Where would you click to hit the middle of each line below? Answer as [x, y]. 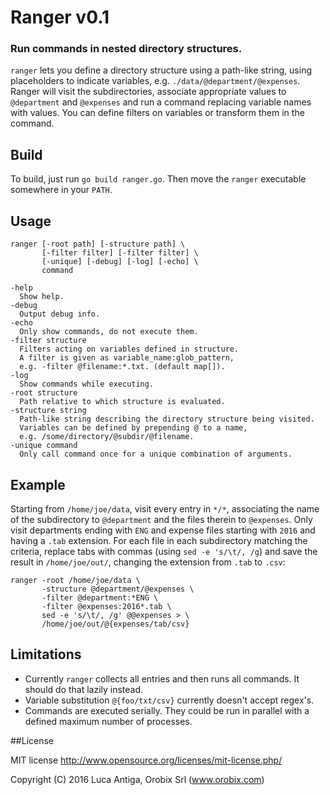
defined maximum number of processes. [108, 721]
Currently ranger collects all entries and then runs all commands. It [162, 678]
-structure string [48, 411]
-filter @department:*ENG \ [100, 597]
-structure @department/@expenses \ [118, 589]
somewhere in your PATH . [61, 190]
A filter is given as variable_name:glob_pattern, [127, 358]
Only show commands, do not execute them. [109, 332]
